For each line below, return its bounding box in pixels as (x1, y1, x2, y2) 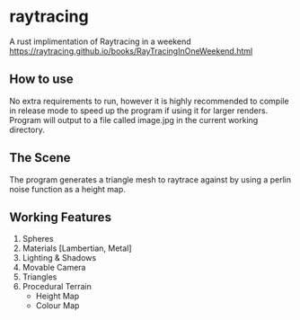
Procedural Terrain (22, 281, 93, 292)
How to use (9, 72, 74, 87)
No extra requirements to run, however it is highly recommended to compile (9, 95, 289, 106)
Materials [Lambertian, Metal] (22, 243, 132, 253)
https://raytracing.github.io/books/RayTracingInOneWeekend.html (9, 45, 253, 56)
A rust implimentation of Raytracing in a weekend (9, 36, 191, 47)
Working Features (9, 209, 112, 225)
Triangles (22, 271, 57, 282)
